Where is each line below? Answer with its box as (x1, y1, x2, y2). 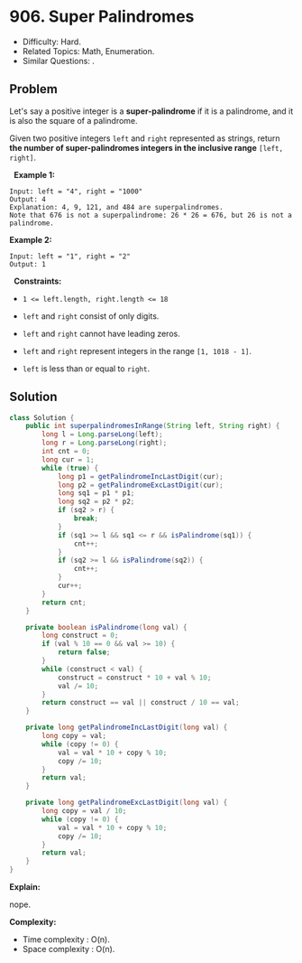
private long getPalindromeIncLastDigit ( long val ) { (25, 723, 228, 733)
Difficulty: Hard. (22, 36, 81, 47)
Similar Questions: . (22, 55, 95, 66)
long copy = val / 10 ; (41, 807, 127, 816)
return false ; (57, 648, 111, 657)
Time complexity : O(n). (22, 934, 110, 945)
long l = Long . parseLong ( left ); (41, 430, 164, 439)
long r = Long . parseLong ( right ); (41, 438, 168, 448)
